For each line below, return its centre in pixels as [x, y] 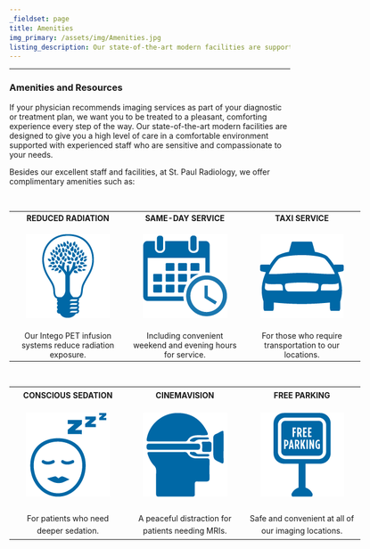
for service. [185, 354]
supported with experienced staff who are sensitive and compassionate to [146, 145]
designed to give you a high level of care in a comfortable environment [139, 135]
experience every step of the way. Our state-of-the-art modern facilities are [148, 126]
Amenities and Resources [66, 87]
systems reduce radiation [68, 345]
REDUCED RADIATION [68, 218]
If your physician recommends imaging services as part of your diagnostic [146, 107]
